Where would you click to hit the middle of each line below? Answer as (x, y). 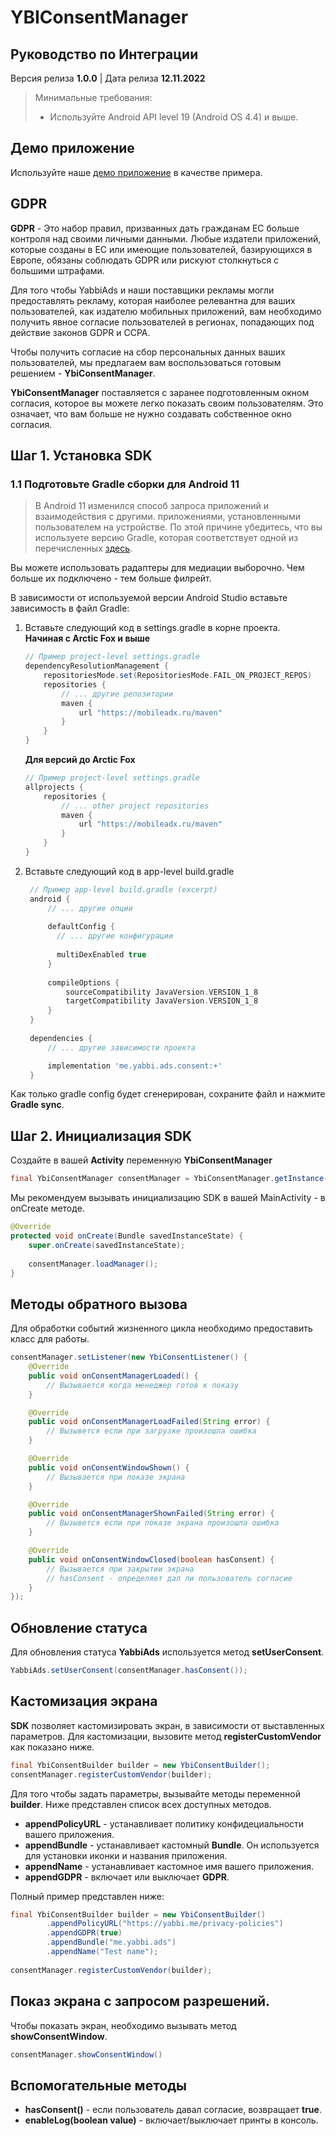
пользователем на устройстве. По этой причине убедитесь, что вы (178, 527)
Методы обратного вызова (99, 1304)
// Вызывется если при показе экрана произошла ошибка (163, 1523)
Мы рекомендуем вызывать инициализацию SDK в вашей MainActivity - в (168, 1198)
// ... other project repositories (135, 806)
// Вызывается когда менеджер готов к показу (143, 1385)
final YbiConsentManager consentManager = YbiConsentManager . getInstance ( (169, 1179)
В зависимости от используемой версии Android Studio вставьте (149, 598)
